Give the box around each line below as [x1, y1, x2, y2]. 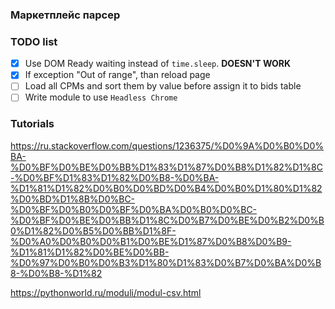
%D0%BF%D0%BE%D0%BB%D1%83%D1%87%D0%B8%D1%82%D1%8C [10, 161, 324, 173]
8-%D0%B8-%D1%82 [10, 267, 103, 279]
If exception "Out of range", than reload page [24, 69, 211, 81]
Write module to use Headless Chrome [24, 91, 178, 103]
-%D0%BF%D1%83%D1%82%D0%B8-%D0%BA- [10, 171, 220, 183]
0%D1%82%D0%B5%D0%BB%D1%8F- [10, 224, 177, 237]
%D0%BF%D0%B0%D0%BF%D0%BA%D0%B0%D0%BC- [10, 203, 258, 215]
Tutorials [10, 117, 55, 131]
